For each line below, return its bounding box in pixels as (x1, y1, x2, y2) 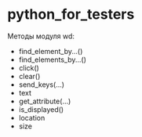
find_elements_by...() (18, 55, 87, 64)
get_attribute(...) (18, 96, 71, 106)
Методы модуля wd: (7, 31, 75, 41)
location (18, 113, 46, 122)
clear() (18, 71, 41, 81)
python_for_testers (7, 5, 135, 23)
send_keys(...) (18, 80, 64, 89)
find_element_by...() (18, 46, 83, 56)
